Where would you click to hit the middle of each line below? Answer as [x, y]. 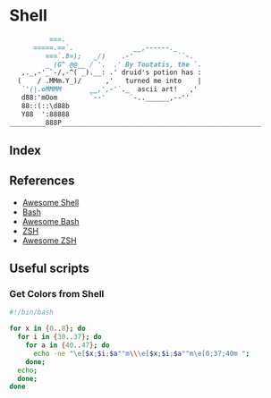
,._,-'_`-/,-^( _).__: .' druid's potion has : [111, 72]
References [42, 181]
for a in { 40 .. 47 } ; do [68, 345]
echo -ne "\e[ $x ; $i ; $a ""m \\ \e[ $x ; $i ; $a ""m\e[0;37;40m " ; [141, 353]
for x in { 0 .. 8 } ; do [48, 329]
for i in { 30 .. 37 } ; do [59, 337]
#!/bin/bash [31, 313]
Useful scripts [49, 269]
